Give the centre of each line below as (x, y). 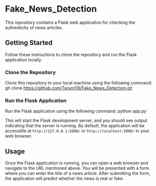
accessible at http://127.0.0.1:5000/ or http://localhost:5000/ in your (77, 131)
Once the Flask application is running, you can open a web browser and (77, 163)
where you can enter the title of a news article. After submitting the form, (78, 173)
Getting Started (29, 43)
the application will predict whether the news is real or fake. (65, 179)
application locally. (24, 60)
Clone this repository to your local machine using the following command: (78, 83)
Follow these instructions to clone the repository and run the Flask (71, 54)
